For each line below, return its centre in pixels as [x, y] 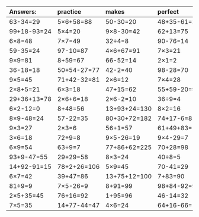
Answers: [23, 12]
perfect [168, 12]
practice [69, 12]
